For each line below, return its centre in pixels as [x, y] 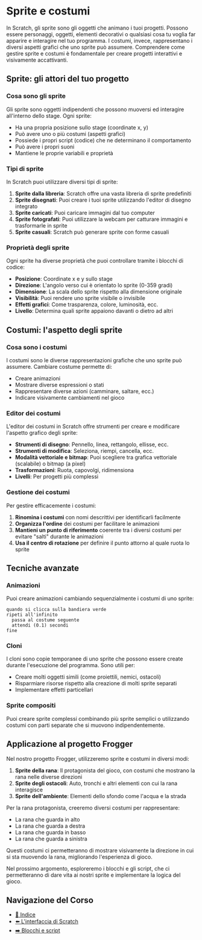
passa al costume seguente [46, 620]
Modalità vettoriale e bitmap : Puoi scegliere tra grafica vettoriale [96, 458]
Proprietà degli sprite [38, 248]
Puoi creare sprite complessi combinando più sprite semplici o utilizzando [98, 718]
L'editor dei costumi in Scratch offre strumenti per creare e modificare [93, 426]
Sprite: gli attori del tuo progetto [68, 79]
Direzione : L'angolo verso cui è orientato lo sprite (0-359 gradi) [94, 286]
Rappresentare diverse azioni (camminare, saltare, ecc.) [84, 391]
